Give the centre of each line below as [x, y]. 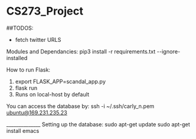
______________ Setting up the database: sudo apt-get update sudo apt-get [98, 124]
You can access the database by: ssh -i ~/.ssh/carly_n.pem [80, 106]
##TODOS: [20, 28]
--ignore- [169, 51]
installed [17, 58]
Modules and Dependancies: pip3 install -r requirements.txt [81, 51]
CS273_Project [45, 11]
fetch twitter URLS [38, 39]
